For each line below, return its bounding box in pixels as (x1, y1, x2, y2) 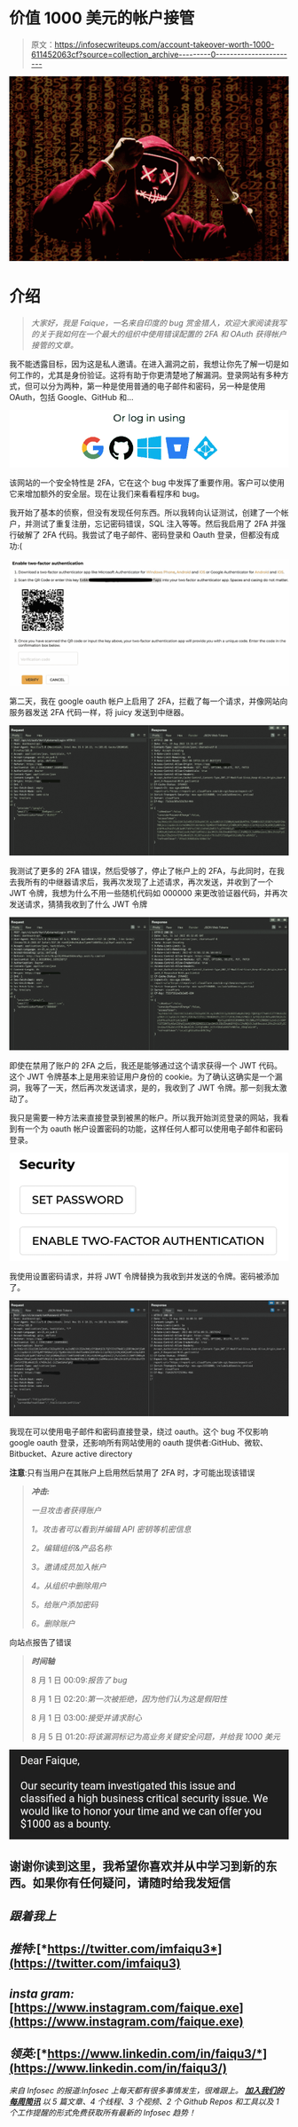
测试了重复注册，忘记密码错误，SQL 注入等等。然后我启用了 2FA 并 (32, 518, 278, 529)
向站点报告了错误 (9, 1637, 72, 1648)
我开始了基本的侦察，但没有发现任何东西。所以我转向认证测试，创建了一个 (9, 507, 281, 517)
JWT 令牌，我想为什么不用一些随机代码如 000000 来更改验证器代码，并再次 (9, 887, 288, 898)
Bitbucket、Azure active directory (9, 1448, 133, 1460)
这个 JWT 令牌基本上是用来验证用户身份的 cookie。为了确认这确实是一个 (9, 1071, 275, 1083)
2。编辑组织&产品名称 (30, 1543, 112, 1554)
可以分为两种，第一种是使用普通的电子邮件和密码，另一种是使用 (32, 381, 266, 391)
